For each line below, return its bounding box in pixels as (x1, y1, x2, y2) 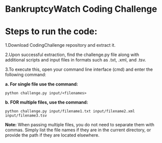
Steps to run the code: (5, 26, 98, 37)
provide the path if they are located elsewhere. (5, 132, 100, 138)
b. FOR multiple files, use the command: (5, 99, 88, 105)
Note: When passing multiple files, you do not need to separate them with (5, 122, 155, 128)
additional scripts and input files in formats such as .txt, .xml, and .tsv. (5, 57, 146, 63)
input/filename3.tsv (5, 113, 48, 118)
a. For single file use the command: (5, 81, 79, 87)
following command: (5, 72, 47, 78)
